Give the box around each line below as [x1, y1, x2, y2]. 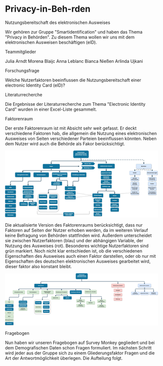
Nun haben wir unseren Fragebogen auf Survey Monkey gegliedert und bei [5, 340, 155, 346]
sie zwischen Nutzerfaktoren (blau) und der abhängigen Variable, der [5, 238, 144, 244]
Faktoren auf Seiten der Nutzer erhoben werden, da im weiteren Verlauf [5, 228, 148, 233]
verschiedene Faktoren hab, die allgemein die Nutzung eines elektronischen [5, 130, 157, 136]
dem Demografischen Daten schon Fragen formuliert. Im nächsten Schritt [5, 345, 152, 350]
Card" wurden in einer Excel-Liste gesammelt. [5, 106, 97, 112]
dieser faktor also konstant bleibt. [5, 264, 72, 270]
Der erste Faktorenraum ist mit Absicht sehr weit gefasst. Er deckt [5, 125, 137, 131]
